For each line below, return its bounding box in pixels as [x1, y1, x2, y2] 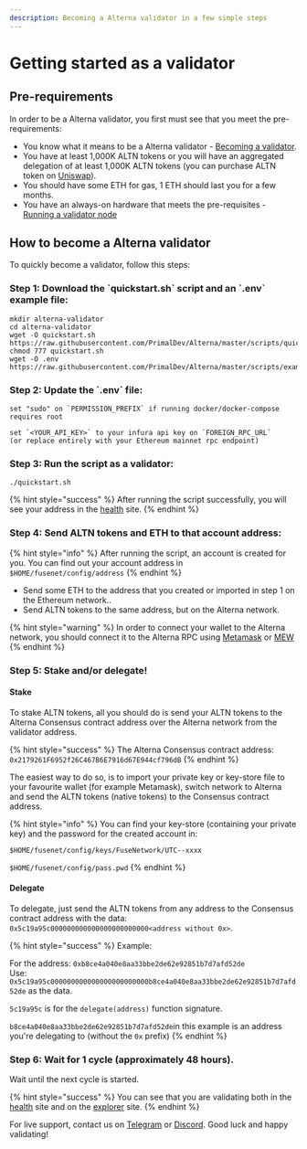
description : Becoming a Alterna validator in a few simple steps [9, 13, 268, 23]
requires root [9, 412, 64, 421]
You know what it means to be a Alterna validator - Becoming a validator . [22, 141, 297, 152]
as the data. [27, 984, 73, 996]
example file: [9, 293, 69, 306]
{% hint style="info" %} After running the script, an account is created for [9, 548, 286, 559]
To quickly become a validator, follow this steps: [9, 260, 190, 271]
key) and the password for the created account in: [9, 828, 198, 839]
